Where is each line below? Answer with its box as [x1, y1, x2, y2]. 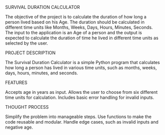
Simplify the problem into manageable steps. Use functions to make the [5, 114, 152, 120]
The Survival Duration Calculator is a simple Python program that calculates [5, 60, 160, 65]
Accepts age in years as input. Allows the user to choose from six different [5, 89, 158, 95]
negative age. [5, 124, 33, 130]
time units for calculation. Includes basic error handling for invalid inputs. [5, 94, 155, 100]
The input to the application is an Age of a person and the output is [5, 30, 142, 35]
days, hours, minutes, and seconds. [5, 70, 79, 76]
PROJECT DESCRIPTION [5, 50, 56, 56]
